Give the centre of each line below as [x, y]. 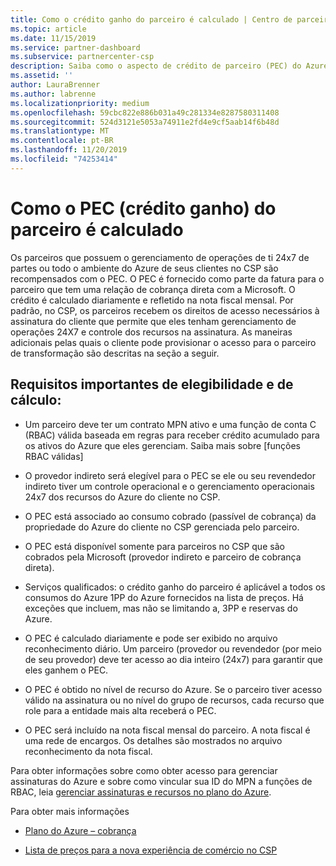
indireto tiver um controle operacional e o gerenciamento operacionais [169, 486]
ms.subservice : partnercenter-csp [82, 57]
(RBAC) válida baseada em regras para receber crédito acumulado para [172, 435]
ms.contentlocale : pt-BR [62, 141]
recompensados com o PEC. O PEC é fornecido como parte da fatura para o [167, 278]
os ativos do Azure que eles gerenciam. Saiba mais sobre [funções [162, 445]
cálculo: [36, 400]
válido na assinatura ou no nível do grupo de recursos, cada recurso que [174, 700]
